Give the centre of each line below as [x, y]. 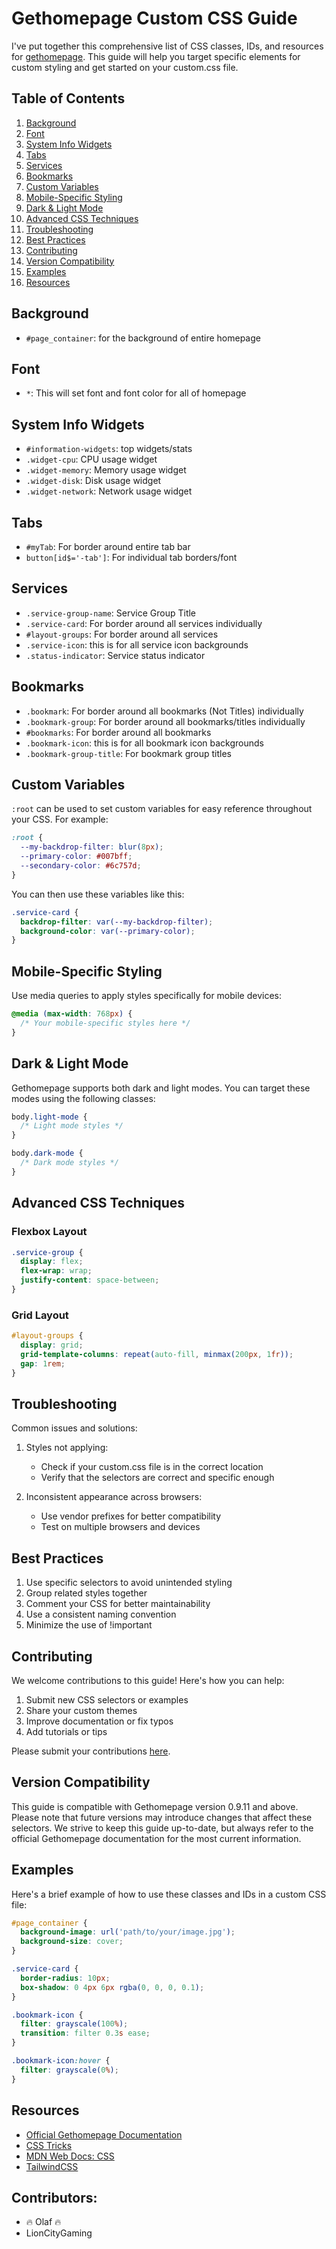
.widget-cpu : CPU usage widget [91, 459]
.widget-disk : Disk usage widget [93, 481]
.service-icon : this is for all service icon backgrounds [137, 644]
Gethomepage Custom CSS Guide [154, 18]
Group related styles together [86, 1593]
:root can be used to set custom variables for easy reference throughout [162, 809]
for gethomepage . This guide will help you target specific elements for [156, 56]
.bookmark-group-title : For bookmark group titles [129, 753]
